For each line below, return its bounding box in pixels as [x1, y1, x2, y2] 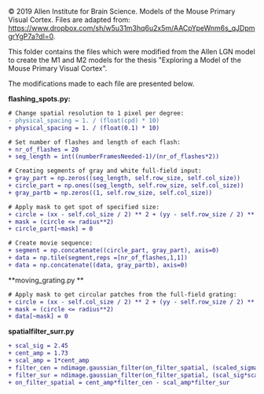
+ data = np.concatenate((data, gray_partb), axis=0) [8, 261, 189, 269]
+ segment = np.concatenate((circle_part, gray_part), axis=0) [8, 247, 220, 255]
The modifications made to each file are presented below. [8, 79, 195, 88]
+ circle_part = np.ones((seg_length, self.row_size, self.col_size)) [8, 182, 244, 190]
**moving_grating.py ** [8, 275, 84, 285]
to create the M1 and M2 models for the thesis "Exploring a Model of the [8, 55, 242, 64]
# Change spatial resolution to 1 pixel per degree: [8, 109, 185, 117]
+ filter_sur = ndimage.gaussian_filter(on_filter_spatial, [8, 371, 210, 379]
